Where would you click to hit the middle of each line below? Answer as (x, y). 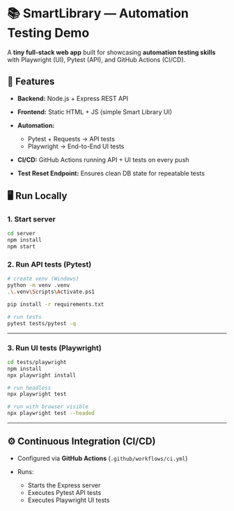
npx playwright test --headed (51, 414)
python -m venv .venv (39, 285)
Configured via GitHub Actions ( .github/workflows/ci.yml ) (102, 458)
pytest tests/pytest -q (42, 323)
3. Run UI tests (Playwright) (55, 347)
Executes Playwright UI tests (69, 500)
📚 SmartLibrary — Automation (98, 14)
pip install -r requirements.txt (56, 304)
